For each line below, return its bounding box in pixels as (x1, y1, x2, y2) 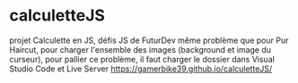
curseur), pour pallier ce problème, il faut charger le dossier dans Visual (9, 54, 276, 64)
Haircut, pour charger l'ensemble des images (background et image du (9, 44, 272, 54)
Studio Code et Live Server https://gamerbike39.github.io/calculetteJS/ (9, 63, 273, 74)
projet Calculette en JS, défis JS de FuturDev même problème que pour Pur (9, 35, 289, 46)
